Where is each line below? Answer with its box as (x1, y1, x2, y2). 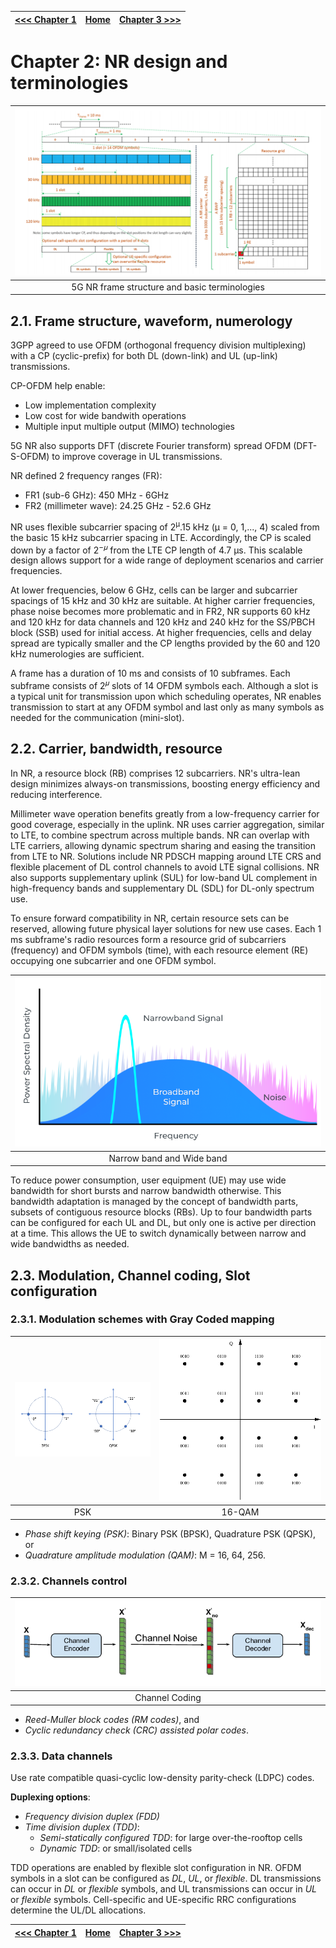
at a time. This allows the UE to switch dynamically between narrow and (10, 1227, 307, 1240)
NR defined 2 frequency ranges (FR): (10, 469, 163, 481)
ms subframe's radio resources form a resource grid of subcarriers (10, 933, 287, 945)
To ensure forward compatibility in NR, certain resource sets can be (10, 912, 290, 924)
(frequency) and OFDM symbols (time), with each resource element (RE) (10, 944, 309, 956)
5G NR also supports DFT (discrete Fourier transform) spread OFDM (10, 439, 292, 451)
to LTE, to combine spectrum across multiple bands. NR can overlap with (10, 829, 310, 841)
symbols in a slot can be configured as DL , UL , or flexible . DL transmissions (10, 1872, 322, 1885)
